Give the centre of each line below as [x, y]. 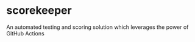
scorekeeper [39, 10]
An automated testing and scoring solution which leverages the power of [97, 27]
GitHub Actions [25, 33]
